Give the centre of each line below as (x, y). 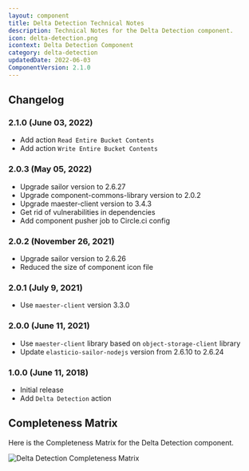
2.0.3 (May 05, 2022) (50, 169)
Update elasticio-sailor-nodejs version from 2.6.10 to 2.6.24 (122, 351)
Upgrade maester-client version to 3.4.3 (85, 204)
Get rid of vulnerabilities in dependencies (87, 212)
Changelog (36, 100)
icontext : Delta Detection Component (71, 46)
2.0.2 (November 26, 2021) (61, 241)
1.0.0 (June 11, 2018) (49, 372)
